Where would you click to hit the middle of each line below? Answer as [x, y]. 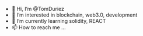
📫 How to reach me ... [39, 27]
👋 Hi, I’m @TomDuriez [38, 9]
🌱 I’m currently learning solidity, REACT [59, 21]
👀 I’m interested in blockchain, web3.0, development [74, 15]
